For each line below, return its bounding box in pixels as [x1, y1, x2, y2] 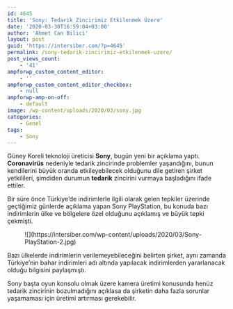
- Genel [19, 119, 42, 127]
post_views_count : [7, 56, 61, 62]
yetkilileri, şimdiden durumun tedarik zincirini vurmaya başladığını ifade [7, 174, 212, 183]
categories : [7, 113, 42, 120]
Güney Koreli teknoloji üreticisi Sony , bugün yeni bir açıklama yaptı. [7, 152, 200, 160]
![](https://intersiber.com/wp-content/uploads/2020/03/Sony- [24, 231, 202, 239]
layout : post [7, 36, 45, 43]
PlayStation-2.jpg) [24, 237, 77, 247]
